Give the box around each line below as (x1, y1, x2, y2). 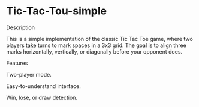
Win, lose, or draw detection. (6, 94, 78, 101)
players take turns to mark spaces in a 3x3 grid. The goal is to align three (6, 42, 187, 49)
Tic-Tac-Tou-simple (6, 4, 107, 18)
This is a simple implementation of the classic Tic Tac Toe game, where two (6, 35, 193, 42)
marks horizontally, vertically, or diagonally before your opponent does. (6, 48, 183, 55)
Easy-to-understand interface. (6, 82, 81, 90)
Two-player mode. (6, 71, 52, 78)
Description (6, 24, 35, 31)
